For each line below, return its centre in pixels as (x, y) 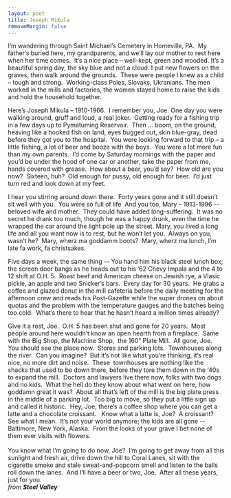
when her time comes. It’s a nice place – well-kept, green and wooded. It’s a (116, 61)
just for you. (25, 480)
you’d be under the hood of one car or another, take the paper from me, (109, 162)
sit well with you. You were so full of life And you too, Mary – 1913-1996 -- (114, 205)
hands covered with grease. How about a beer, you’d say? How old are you (115, 169)
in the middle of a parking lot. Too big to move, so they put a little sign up (112, 400)
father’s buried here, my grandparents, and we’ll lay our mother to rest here (114, 53)
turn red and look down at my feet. (57, 184)
